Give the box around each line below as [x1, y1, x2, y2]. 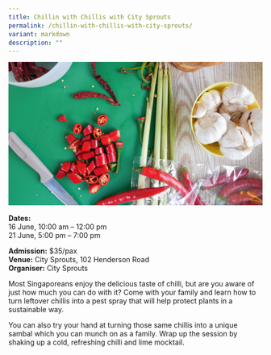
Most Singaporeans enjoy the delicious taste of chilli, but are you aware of [8, 278, 255, 288]
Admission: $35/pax [8, 246, 78, 256]
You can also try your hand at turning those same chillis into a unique [8, 319, 238, 330]
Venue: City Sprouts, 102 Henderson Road [8, 254, 150, 264]
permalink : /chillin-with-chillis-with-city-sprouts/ [8, 21, 194, 30]
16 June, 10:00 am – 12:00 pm [8, 222, 107, 232]
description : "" [8, 39, 63, 47]
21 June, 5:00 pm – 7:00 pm [8, 230, 101, 240]
